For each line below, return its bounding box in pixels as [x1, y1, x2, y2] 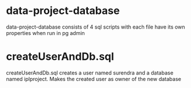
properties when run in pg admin [6, 29, 85, 36]
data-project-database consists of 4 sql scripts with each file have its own [6, 23, 186, 30]
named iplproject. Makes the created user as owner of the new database [6, 75, 182, 82]
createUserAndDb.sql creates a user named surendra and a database [6, 69, 174, 76]
